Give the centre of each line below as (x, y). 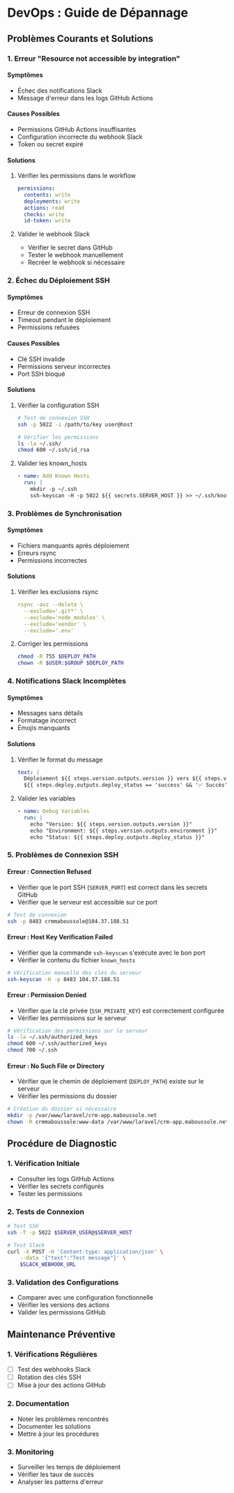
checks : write (44, 214)
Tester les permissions (50, 1193)
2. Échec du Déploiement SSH (58, 280)
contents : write (47, 195)
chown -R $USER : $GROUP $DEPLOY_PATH (70, 663)
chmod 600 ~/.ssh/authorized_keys (57, 1044)
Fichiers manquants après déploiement (73, 545)
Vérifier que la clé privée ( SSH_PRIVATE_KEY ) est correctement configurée (121, 1010)
